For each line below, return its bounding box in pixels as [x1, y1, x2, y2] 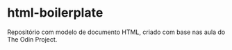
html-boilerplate [7, 5, 103, 21]
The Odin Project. [7, 35, 58, 43]
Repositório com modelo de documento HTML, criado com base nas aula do [7, 28, 226, 36]
